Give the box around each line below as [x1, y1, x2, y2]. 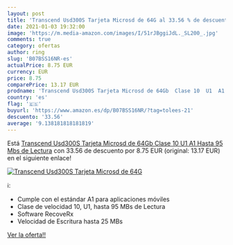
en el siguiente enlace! [7, 153, 71, 162]
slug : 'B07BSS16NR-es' [7, 56, 73, 62]
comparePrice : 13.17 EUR [7, 81, 79, 88]
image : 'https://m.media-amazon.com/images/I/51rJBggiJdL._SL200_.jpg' [7, 29, 218, 37]
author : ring [7, 49, 45, 56]
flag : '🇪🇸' [7, 101, 42, 108]
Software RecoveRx [17, 210, 74, 218]
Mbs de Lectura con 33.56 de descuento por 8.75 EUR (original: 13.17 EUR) [7, 146, 221, 155]
